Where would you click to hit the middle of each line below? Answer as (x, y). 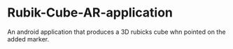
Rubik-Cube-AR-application (90, 13)
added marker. (28, 39)
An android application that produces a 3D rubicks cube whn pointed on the (116, 32)
